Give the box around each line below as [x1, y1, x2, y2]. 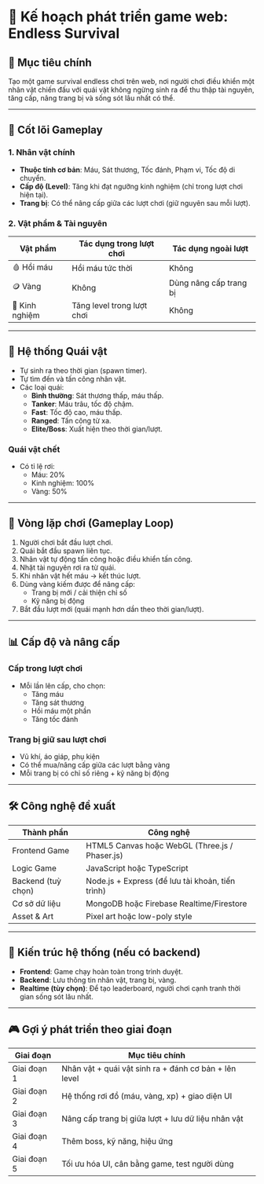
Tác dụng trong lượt [79, 238, 155, 249]
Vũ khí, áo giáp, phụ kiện [19, 751, 101, 761]
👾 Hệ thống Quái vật [8, 345, 108, 358]
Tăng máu [31, 689, 64, 698]
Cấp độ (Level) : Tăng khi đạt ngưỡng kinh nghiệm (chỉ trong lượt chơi [19, 181, 244, 191]
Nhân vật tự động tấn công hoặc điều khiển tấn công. [19, 554, 192, 563]
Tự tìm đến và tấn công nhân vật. [19, 374, 126, 383]
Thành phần [22, 827, 68, 838]
